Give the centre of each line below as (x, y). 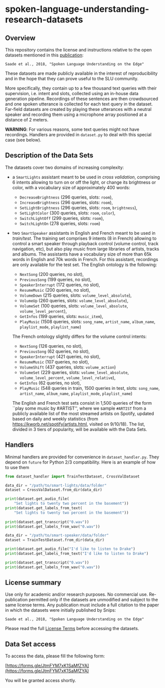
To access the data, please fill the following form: (55, 656)
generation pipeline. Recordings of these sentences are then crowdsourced (82, 99)
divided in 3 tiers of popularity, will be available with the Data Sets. (80, 429)
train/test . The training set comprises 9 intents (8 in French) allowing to (84, 238)
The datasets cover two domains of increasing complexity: (65, 167)
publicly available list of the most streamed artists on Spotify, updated (83, 413)
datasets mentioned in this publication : (44, 55)
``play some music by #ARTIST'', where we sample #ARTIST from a (79, 408)
